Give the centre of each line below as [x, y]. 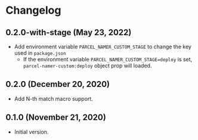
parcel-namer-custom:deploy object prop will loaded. [87, 66]
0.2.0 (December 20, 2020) [58, 84]
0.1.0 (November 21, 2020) [56, 118]
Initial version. [31, 132]
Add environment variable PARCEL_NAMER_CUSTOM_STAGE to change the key [103, 46]
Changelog [33, 10]
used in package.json [40, 53]
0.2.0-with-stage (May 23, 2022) [69, 32]
